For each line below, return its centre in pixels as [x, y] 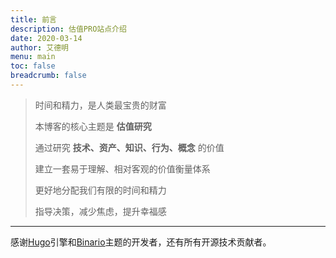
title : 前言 [33, 19]
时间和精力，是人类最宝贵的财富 [100, 105]
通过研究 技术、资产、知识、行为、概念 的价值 [129, 147]
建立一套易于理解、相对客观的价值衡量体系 [122, 168]
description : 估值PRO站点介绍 [68, 29]
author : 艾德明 [39, 47]
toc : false [33, 66]
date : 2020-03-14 [46, 38]
